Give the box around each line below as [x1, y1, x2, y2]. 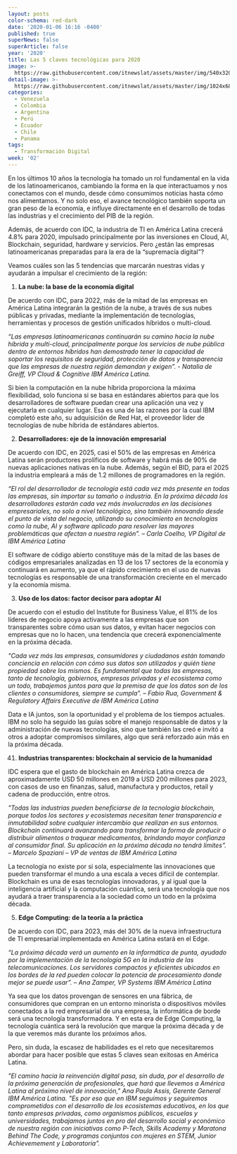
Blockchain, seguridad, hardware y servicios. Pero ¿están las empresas [8, 240, 214, 248]
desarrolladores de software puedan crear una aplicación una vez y [8, 398, 204, 406]
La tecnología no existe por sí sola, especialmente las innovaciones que [8, 862, 215, 870]
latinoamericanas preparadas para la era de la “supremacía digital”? [8, 248, 205, 256]
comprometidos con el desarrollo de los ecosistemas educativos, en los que [8, 1101, 229, 1110]
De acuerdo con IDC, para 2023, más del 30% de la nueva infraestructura [8, 927, 222, 935]
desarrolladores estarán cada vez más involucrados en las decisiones [8, 499, 212, 508]
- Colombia [14, 102, 46, 109]
